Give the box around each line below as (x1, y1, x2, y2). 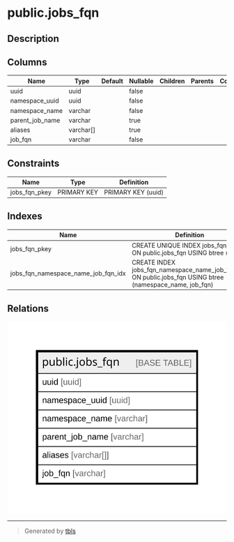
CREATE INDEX (132, 258, 175, 266)
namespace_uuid (10, 96, 59, 105)
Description (7, 33, 59, 45)
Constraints (7, 158, 60, 170)
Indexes (7, 211, 43, 223)
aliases (10, 126, 31, 134)
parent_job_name (10, 116, 61, 124)
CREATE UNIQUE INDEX (132, 241, 201, 249)
